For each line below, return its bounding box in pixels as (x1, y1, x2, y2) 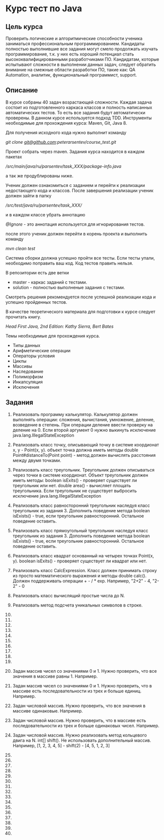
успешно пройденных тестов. (5, 299, 67, 305)
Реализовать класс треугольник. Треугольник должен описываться (12, 467, 155, 472)
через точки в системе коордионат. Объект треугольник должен (12, 472, 148, 478)
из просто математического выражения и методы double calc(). (12, 573, 147, 578)
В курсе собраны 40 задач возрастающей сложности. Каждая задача (5, 99, 152, 105)
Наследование (12, 368, 43, 374)
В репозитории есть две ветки (5, 269, 69, 275)
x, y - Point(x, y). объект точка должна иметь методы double (12, 447, 139, 453)
